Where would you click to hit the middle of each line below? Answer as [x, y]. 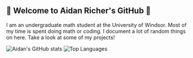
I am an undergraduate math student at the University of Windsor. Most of [96, 25]
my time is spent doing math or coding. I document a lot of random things [96, 31]
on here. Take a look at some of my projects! [61, 37]
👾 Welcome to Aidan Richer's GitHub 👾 [79, 11]
